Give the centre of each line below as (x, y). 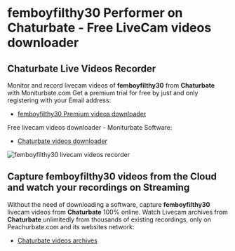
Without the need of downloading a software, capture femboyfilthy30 (109, 204)
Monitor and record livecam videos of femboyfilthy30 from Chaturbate (111, 85)
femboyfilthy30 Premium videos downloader (82, 114)
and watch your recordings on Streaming (99, 188)
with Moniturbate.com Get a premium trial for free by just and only (103, 93)
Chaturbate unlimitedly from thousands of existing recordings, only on (109, 219)
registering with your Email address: (59, 100)
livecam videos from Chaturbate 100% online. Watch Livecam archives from (117, 212)
